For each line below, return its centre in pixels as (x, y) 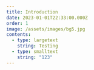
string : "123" (35, 57)
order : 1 (17, 23)
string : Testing (38, 46)
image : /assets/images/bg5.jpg (46, 29)
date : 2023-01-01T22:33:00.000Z (47, 18)
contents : (19, 35)
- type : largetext (35, 40)
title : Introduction (32, 12)
